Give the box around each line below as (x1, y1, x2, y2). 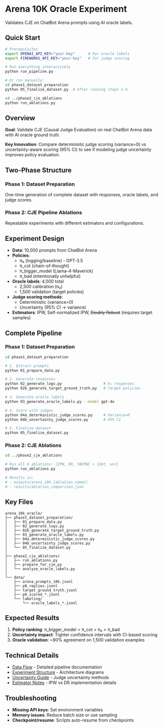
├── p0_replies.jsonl (14, 583, 58, 588)
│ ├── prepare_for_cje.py (5, 562, 62, 567)
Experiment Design (5, 234, 64, 243)
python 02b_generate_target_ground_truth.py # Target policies (5, 386, 141, 391)
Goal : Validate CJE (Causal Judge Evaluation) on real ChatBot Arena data (5, 127, 152, 133)
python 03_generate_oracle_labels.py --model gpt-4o (5, 399, 115, 404)
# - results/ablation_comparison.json (5, 484, 84, 489)
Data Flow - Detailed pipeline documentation (12, 664, 102, 670)
